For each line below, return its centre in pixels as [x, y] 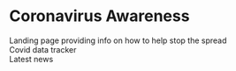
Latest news [31, 59]
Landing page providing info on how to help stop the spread [118, 40]
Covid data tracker [43, 49]
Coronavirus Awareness [99, 16]
